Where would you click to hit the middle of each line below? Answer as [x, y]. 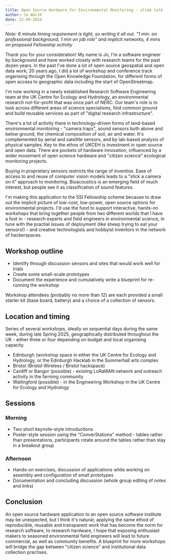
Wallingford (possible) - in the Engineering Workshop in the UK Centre [87, 382]
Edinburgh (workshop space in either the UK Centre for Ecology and [84, 355]
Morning [16, 418]
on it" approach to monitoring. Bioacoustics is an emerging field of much [82, 182]
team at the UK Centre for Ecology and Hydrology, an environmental [77, 97]
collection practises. [27, 552]
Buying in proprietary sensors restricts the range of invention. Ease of [79, 171]
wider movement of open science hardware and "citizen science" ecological [86, 156]
